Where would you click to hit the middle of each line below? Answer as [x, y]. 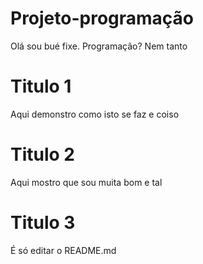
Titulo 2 [42, 154]
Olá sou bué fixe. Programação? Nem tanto [99, 46]
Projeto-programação [102, 18]
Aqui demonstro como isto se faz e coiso [95, 114]
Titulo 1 [41, 86]
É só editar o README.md [63, 250]
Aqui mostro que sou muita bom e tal [86, 182]
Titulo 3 [43, 223]
